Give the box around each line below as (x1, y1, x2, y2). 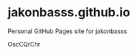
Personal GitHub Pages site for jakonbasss (7, 27, 127, 35)
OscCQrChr (7, 40, 41, 48)
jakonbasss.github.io (7, 5, 130, 20)
